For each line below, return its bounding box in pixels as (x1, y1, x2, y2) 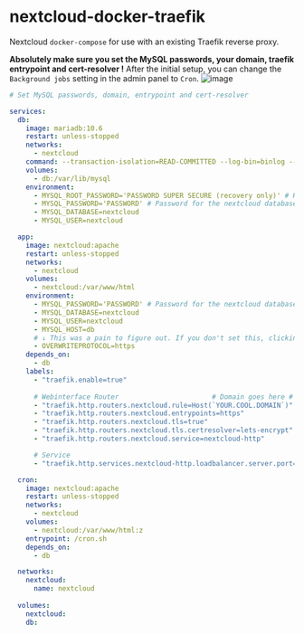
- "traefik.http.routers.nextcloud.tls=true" (33, 418, 208, 427)
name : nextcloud (33, 584, 95, 593)
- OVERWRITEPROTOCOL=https (33, 342, 136, 351)
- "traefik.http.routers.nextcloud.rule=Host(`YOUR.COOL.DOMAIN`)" (33, 401, 294, 410)
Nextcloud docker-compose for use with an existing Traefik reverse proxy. (9, 36, 280, 47)
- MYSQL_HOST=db (33, 325, 95, 334)
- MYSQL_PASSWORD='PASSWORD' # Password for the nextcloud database (33, 199, 298, 209)
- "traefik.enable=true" (33, 375, 128, 384)
